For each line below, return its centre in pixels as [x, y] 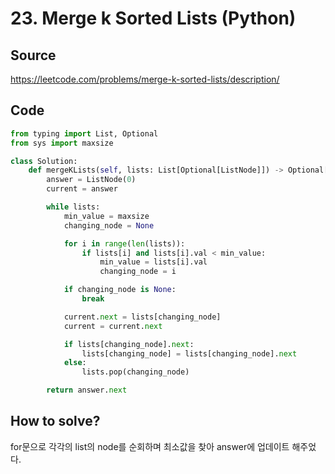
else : [75, 363]
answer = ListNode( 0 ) [91, 180]
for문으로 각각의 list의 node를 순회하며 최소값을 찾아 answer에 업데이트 [150, 446]
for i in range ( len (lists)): [124, 243]
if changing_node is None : [120, 290]
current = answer [82, 189]
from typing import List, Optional [84, 133]
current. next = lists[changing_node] [142, 317]
